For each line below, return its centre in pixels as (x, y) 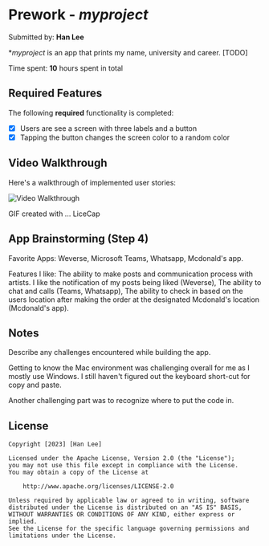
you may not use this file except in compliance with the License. (124, 466)
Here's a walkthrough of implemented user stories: (92, 182)
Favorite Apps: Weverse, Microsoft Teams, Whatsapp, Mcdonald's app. (126, 258)
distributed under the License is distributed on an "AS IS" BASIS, (125, 507)
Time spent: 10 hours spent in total (65, 68)
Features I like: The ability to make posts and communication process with (131, 274)
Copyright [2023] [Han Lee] (55, 444)
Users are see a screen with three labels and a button (108, 128)
